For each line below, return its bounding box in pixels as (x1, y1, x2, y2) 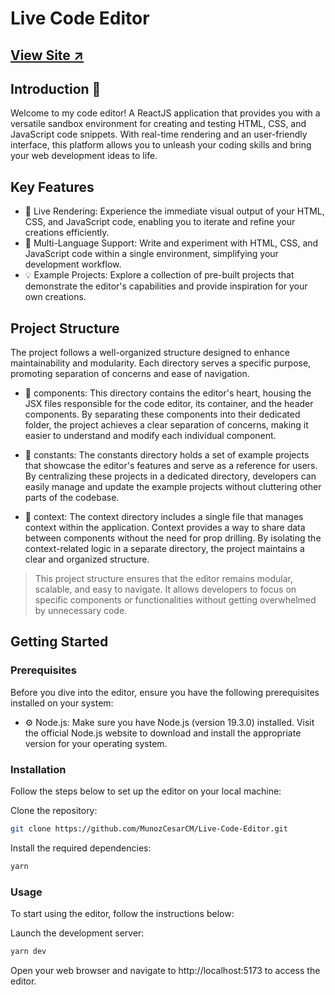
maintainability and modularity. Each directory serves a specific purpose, (10, 357, 312, 369)
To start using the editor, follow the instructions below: (10, 908, 235, 920)
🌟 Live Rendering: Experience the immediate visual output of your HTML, (24, 205, 325, 217)
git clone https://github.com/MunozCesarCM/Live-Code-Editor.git (10, 824, 288, 834)
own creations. (24, 291, 87, 303)
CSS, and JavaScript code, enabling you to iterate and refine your (24, 216, 296, 228)
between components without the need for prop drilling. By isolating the (24, 532, 322, 544)
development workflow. (24, 258, 122, 271)
